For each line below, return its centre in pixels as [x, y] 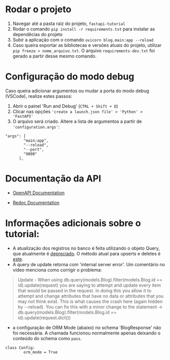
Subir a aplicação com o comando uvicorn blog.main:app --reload [83, 40]
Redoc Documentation [36, 202]
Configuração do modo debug [70, 77]
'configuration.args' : [36, 126]
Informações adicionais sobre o [73, 223]
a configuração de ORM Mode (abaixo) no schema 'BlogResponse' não [87, 327]
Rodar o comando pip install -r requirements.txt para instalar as [84, 29]
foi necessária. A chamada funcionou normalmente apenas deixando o [87, 333]
